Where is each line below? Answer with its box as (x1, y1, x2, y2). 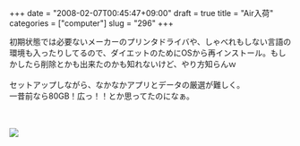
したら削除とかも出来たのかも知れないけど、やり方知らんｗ (16, 59, 237, 69)
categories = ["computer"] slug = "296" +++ (9, 18, 174, 29)
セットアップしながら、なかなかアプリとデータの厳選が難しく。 (9, 80, 244, 90)
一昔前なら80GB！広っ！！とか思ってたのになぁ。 (9, 90, 195, 101)
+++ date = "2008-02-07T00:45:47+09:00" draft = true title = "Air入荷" (9, 8, 274, 18)
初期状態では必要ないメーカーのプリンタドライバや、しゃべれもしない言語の (9, 37, 292, 47)
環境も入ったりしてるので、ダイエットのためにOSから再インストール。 (9, 47, 271, 58)
